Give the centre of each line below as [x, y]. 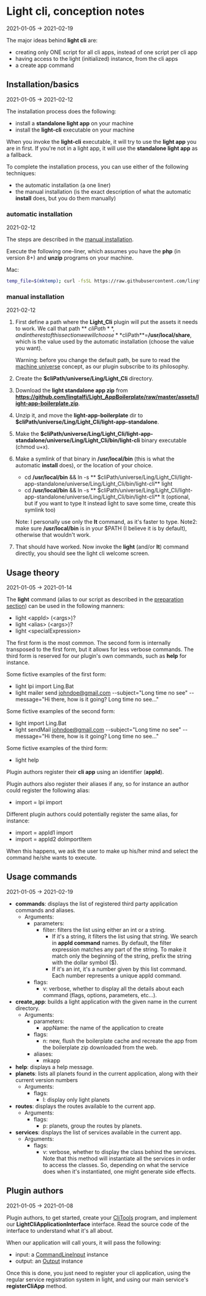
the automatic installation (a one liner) [63, 185]
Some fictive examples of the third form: [57, 748]
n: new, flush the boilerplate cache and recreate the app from [120, 1041]
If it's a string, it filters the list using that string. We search [125, 936]
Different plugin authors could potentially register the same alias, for [92, 814]
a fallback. [19, 154]
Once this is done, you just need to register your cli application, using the [99, 1273]
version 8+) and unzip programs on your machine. [70, 258]
